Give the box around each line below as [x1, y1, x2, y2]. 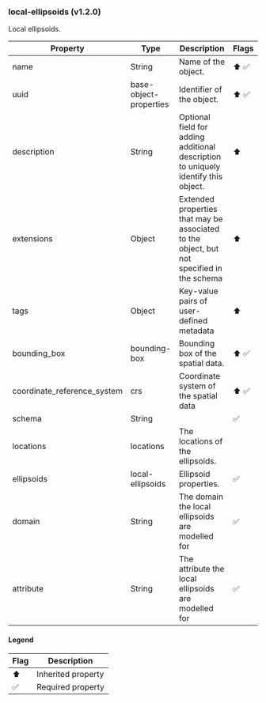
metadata [178, 325, 215, 336]
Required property [36, 681, 104, 692]
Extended [178, 194, 215, 205]
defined [178, 316, 208, 327]
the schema [178, 273, 223, 284]
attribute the [178, 564, 225, 575]
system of [178, 380, 216, 391]
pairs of [178, 296, 208, 307]
